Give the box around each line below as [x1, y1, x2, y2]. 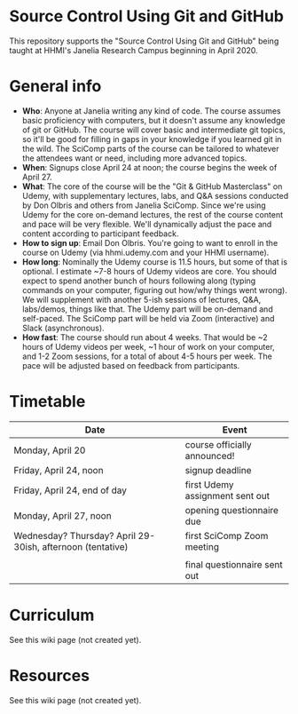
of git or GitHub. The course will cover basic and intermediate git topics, [21, 124, 286, 135]
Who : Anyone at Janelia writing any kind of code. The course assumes [21, 105, 281, 116]
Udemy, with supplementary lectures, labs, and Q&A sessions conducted [21, 190, 289, 201]
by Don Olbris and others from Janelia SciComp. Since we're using [21, 200, 266, 210]
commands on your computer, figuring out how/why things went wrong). [21, 284, 288, 295]
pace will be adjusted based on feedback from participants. [21, 360, 240, 370]
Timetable [9, 392, 86, 412]
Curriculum [9, 606, 95, 625]
